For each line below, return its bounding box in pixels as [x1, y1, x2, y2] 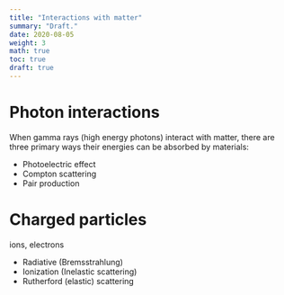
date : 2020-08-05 [9, 30, 75, 39]
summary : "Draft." [9, 22, 78, 31]
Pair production [22, 177, 80, 189]
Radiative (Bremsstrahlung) [22, 256, 124, 267]
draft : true [9, 64, 54, 73]
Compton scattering [22, 168, 97, 179]
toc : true [9, 55, 47, 64]
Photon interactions [9, 103, 160, 122]
